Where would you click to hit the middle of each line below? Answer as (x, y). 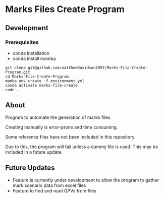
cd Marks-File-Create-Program (37, 77)
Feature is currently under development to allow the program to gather (86, 180)
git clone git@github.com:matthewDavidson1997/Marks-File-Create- (76, 68)
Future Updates (30, 168)
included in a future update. (34, 152)
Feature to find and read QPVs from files (54, 190)
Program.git (18, 72)
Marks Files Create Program (65, 9)
